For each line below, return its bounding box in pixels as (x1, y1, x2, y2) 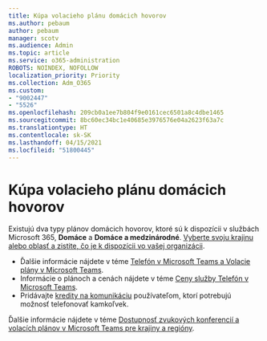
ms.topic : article (8, 49, 70, 57)
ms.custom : (8, 86, 45, 95)
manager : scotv (8, 34, 59, 43)
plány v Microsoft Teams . (19, 266, 104, 275)
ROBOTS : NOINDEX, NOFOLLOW (8, 64, 99, 72)
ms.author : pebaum (8, 19, 70, 27)
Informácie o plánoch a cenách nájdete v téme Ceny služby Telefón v (19, 274, 249, 283)
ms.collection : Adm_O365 (8, 79, 91, 87)
